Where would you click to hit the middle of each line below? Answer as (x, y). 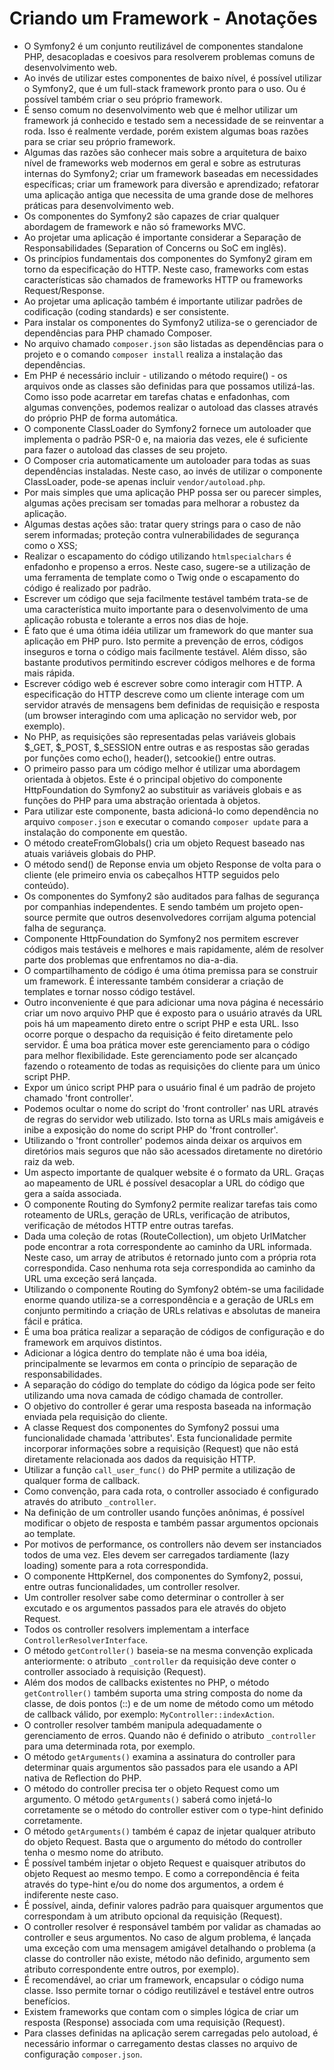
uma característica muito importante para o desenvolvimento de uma (166, 609)
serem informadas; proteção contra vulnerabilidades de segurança (161, 534)
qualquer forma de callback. (82, 1480)
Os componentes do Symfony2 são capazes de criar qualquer (151, 216)
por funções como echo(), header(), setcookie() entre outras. (150, 758)
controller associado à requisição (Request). (115, 1671)
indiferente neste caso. (71, 1894)
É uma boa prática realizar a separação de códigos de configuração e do (174, 1331)
